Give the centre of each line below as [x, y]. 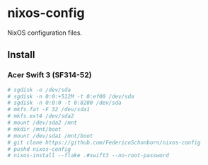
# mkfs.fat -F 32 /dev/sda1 [49, 110]
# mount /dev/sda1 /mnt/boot [50, 136]
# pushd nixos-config [39, 149]
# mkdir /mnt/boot [34, 129]
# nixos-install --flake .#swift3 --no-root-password [88, 156]
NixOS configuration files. [45, 33]
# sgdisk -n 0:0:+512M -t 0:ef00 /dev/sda [71, 96]
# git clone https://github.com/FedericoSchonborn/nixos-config [104, 142]
